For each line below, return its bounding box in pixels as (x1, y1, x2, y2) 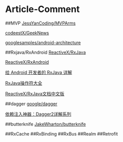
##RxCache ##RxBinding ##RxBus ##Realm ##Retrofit (5, 130, 118, 136)
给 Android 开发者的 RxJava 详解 (5, 69, 72, 75)
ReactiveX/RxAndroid (5, 59, 49, 65)
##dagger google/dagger (5, 100, 57, 106)
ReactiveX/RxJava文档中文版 (5, 90, 64, 96)
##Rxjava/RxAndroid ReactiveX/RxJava (5, 49, 86, 55)
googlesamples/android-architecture (5, 39, 81, 46)
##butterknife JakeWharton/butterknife (5, 121, 86, 127)
